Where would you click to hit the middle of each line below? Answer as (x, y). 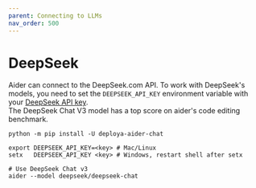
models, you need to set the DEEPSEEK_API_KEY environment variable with (128, 94)
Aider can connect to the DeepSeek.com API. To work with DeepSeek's (127, 85)
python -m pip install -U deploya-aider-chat (86, 134)
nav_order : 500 (34, 23)
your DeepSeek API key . (48, 102)
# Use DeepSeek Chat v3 (48, 170)
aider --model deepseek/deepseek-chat (73, 176)
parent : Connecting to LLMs (56, 16)
